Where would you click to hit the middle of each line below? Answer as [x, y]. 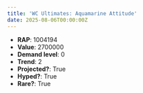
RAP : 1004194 [37, 39]
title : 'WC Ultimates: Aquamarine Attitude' [72, 13]
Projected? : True [41, 69]
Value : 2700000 [40, 47]
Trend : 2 [30, 61]
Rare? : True [34, 83]
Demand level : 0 [41, 54]
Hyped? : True [37, 76]
